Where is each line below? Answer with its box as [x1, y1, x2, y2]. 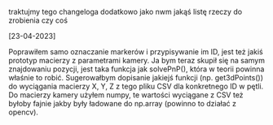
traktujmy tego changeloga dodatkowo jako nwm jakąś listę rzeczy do [8, 7, 243, 16]
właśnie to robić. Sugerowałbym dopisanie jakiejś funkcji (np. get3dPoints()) [8, 73, 263, 82]
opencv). [8, 107, 39, 117]
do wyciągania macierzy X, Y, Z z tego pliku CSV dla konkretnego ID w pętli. [8, 81, 264, 91]
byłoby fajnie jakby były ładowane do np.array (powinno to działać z [8, 99, 236, 108]
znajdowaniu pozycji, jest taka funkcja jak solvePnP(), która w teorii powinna [8, 64, 265, 74]
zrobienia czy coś [8, 15, 68, 25]
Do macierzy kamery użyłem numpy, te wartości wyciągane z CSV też [8, 90, 244, 100]
